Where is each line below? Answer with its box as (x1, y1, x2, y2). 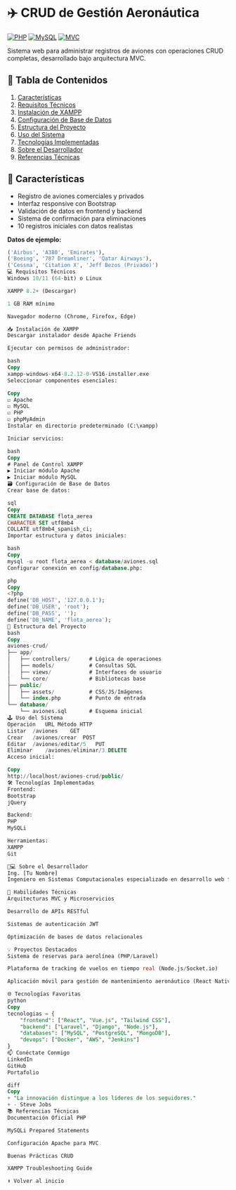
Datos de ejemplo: (7, 235, 62, 244)
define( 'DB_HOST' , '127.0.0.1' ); (7, 597, 105, 604)
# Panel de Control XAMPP (7, 461, 83, 468)
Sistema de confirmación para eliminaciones (17, 214, 146, 223)
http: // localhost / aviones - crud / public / (7, 773, 124, 780)
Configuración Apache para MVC (7, 1139, 99, 1146)
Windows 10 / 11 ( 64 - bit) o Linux (7, 275, 102, 282)
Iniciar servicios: (7, 435, 65, 442)
